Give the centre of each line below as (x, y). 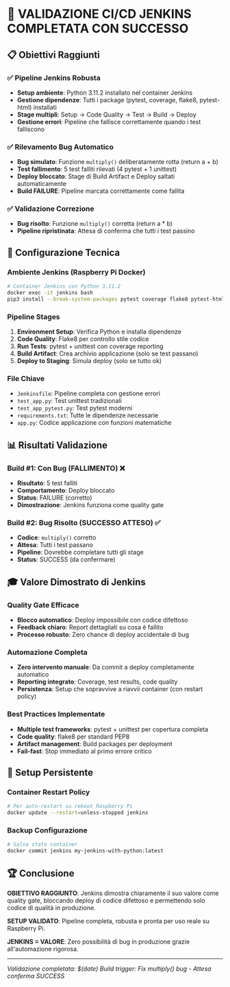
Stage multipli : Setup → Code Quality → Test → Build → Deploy (106, 114)
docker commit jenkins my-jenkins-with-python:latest (86, 851)
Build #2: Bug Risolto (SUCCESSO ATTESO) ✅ (84, 522)
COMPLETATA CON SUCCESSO (98, 28)
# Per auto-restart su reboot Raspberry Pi (70, 806)
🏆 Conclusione (41, 873)
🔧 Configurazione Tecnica (64, 252)
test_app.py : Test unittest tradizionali (69, 401)
